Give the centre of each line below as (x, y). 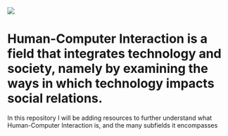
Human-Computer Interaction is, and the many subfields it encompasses (113, 125)
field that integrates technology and (114, 54)
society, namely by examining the (108, 69)
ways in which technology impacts (111, 84)
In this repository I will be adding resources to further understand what (110, 118)
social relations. (55, 98)
